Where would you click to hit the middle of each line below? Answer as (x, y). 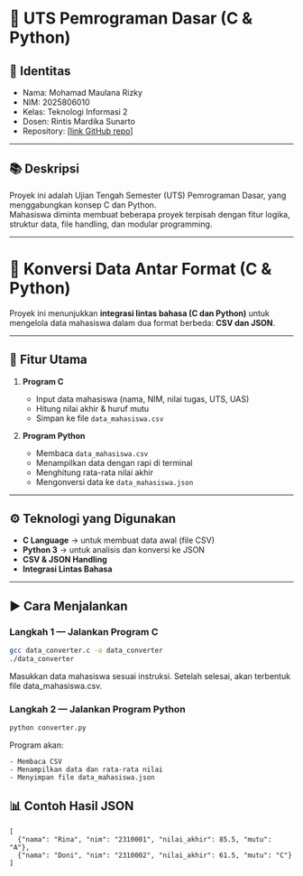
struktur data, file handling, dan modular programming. (111, 224)
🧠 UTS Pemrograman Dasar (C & (131, 19)
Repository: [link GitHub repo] (78, 131)
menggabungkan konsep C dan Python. (83, 205)
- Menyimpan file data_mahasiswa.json (82, 777)
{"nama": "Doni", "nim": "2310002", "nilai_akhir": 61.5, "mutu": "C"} (155, 855)
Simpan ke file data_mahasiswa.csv (100, 418)
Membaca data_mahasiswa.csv (92, 453)
